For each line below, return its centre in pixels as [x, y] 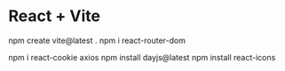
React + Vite [55, 16]
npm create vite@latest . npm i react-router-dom [97, 40]
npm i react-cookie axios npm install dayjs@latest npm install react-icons [142, 57]
